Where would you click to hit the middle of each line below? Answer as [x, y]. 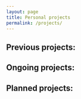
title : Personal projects [38, 17]
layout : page [22, 12]
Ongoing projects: [40, 67]
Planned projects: [40, 88]
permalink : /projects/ [34, 23]
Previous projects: [41, 47]
